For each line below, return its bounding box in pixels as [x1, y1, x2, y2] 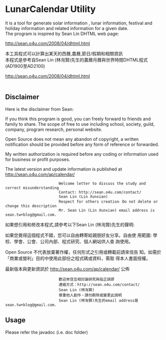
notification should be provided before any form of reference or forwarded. [5, 141, 160, 147]
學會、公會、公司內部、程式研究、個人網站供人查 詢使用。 [13, 238, 133, 244]
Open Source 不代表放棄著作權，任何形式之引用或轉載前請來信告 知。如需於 [5, 249, 162, 255]
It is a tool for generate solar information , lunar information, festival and [5, 20, 153, 26]
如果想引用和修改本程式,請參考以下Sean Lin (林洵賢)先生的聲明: [5, 221, 135, 228]
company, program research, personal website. [5, 126, 103, 132]
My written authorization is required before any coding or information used [5, 151, 159, 157]
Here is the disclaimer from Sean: [5, 106, 74, 112]
